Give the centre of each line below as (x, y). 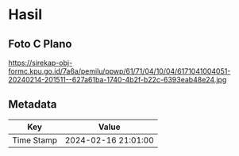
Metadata (33, 105)
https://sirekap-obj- (40, 63)
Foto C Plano (40, 44)
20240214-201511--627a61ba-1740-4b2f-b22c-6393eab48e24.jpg (118, 80)
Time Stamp (35, 140)
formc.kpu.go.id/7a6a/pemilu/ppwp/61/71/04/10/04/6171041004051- (119, 71)
